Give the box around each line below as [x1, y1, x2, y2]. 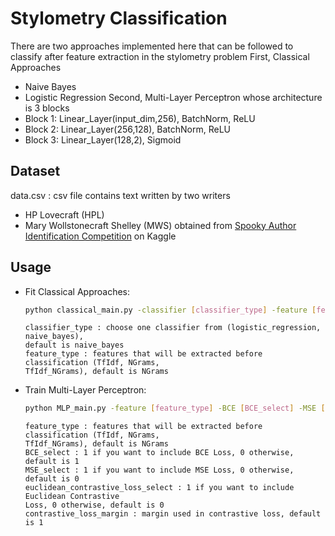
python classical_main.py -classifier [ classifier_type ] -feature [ [24, 305, 317, 315]
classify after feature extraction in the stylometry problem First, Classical [10, 50, 310, 62]
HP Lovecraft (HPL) [24, 208, 105, 221]
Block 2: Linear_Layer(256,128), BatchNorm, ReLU [24, 123, 231, 135]
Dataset [10, 163, 61, 180]
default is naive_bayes [24, 340, 125, 351]
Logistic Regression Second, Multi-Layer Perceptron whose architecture [24, 91, 323, 103]
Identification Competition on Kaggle [24, 230, 177, 242]
